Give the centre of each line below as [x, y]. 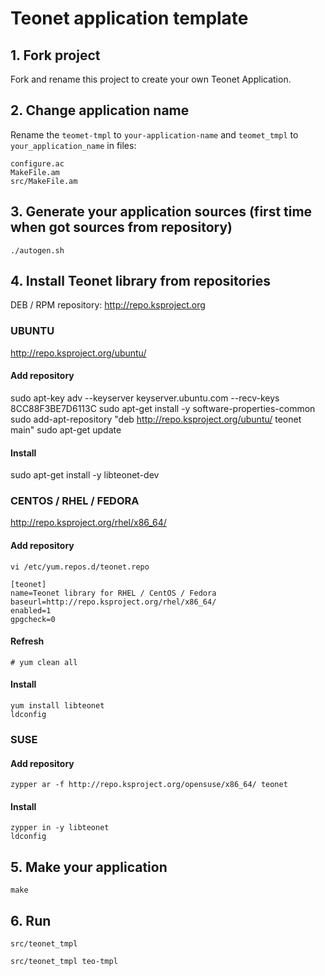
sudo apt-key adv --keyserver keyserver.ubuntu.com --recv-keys [145, 398]
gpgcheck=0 [33, 619]
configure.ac [37, 163]
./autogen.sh [37, 250]
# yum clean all [44, 662]
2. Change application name [100, 110]
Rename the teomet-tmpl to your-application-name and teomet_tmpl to [154, 134]
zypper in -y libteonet [60, 828]
